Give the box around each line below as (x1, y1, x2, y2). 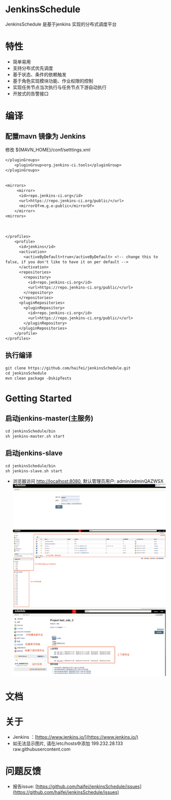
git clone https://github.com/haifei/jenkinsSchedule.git (5, 366, 131, 371)
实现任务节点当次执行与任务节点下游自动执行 (12, 84, 107, 90)
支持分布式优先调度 (12, 65, 53, 71)
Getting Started (5, 393, 72, 404)
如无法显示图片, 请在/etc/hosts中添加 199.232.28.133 (12, 740, 123, 746)
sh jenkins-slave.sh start (5, 468, 63, 474)
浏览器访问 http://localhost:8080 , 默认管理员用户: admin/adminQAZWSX (12, 478, 164, 484)
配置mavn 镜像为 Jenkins (5, 132, 86, 141)
